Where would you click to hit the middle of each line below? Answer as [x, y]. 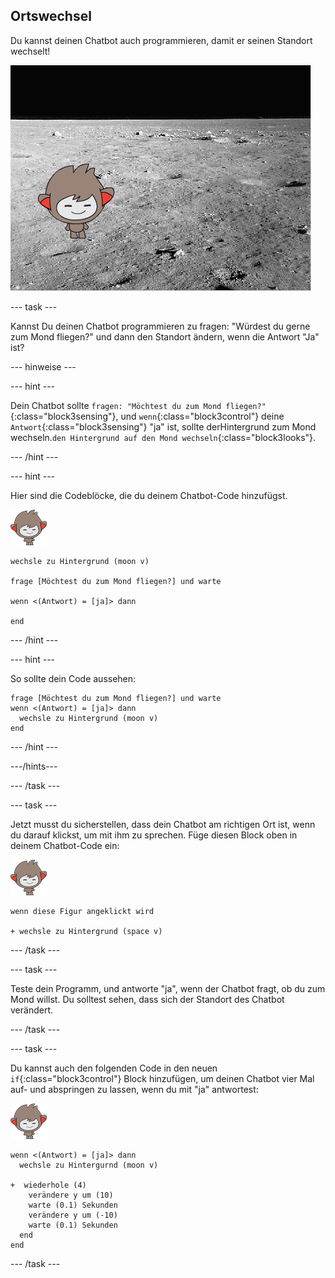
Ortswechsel [51, 16]
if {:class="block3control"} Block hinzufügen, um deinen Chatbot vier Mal [162, 1078]
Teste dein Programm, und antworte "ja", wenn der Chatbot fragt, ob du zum [168, 988]
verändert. [31, 1010]
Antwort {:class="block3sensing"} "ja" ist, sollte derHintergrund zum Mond [163, 426]
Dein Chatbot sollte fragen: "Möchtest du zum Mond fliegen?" [138, 405]
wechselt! [30, 51]
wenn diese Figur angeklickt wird [82, 911]
